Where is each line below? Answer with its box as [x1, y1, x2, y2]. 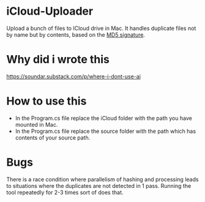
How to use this [6, 94, 87, 108]
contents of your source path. [15, 133, 91, 141]
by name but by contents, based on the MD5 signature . [6, 31, 146, 38]
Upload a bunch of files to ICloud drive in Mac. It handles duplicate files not [6, 24, 196, 32]
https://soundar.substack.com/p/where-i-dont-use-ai [6, 72, 141, 80]
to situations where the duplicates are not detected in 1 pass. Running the [6, 182, 192, 189]
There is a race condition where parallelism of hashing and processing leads [6, 176, 199, 183]
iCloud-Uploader [6, 4, 94, 18]
